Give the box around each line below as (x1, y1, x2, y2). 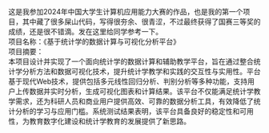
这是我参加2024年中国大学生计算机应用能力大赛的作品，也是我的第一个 (8, 7, 243, 16)
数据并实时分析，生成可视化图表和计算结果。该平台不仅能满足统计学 (29, 87, 254, 96)
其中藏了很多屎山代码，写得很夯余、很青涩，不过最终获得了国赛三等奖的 (22, 17, 261, 26)
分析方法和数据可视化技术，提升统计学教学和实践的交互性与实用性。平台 (22, 67, 261, 76)
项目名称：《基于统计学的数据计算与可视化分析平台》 (8, 37, 180, 46)
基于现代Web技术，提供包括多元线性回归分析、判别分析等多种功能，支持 (8, 76, 248, 86)
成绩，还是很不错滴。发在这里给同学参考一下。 (8, 27, 163, 36)
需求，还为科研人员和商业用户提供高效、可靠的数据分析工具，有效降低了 (14, 96, 254, 106)
